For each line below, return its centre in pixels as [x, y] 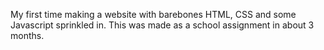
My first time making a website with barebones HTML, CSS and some [153, 14]
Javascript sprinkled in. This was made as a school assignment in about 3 [162, 25]
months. [27, 35]
